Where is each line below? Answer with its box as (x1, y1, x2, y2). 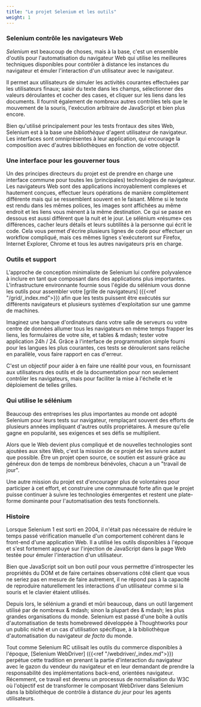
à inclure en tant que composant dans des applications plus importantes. (6, 275, 186, 282)
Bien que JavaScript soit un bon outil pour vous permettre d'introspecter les (6, 563, 194, 570)
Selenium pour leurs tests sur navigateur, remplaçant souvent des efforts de (6, 416, 194, 423)
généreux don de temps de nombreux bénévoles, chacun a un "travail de (6, 460, 187, 467)
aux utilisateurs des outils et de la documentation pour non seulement (6, 369, 179, 376)
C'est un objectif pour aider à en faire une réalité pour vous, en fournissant (6, 362, 191, 369)
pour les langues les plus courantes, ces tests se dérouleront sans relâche (6, 344, 190, 351)
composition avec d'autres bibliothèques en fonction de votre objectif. (6, 141, 180, 148)
